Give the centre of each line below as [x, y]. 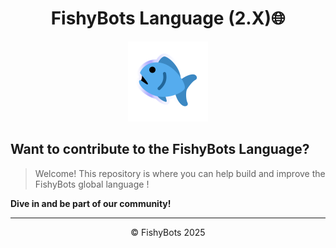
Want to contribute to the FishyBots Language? [160, 149]
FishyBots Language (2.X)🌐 [168, 18]
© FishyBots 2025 [168, 232]
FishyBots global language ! [92, 184]
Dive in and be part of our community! [91, 203]
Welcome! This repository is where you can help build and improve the [180, 173]
